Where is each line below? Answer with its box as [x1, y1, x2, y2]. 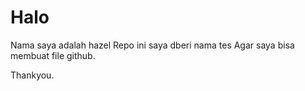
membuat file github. [10, 49, 96, 61]
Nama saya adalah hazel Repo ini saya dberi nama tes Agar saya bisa [10, 39, 295, 51]
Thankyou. [10, 69, 55, 81]
